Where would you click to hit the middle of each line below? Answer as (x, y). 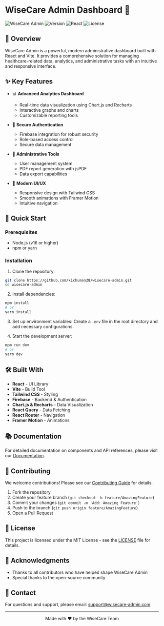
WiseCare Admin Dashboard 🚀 (68, 10)
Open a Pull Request (33, 513)
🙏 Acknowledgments (37, 561)
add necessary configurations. (43, 326)
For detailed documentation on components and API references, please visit (82, 450)
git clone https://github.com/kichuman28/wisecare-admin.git (69, 280)
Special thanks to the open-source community (59, 577)
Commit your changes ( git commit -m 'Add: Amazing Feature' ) (76, 503)
